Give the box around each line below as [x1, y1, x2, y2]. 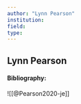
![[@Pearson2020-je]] [7, 89, 70, 97]
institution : [7, 17, 45, 23]
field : [7, 23, 26, 30]
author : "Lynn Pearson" [7, 10, 76, 17]
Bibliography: [7, 74, 47, 83]
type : [7, 29, 23, 37]
